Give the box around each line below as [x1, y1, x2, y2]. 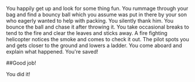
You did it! [6, 71, 30, 77]
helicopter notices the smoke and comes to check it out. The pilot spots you [6, 36, 189, 42]
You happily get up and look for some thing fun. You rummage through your [6, 5, 189, 12]
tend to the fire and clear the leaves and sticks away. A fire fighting [6, 30, 168, 37]
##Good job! [6, 59, 36, 66]
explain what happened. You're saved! [6, 48, 98, 55]
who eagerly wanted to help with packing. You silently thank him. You [6, 17, 174, 24]
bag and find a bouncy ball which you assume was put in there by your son [6, 11, 187, 18]
